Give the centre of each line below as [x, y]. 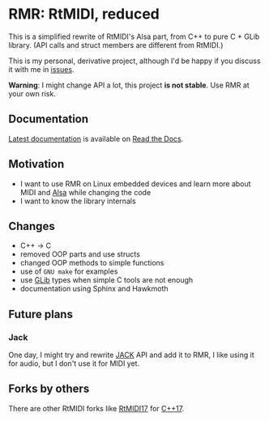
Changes [32, 226]
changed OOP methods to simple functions [92, 263]
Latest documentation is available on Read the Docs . [96, 138]
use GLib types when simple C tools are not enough [107, 280]
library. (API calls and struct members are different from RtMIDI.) [116, 45]
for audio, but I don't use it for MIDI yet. [74, 364]
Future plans [41, 314]
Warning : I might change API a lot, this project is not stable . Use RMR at [129, 85]
